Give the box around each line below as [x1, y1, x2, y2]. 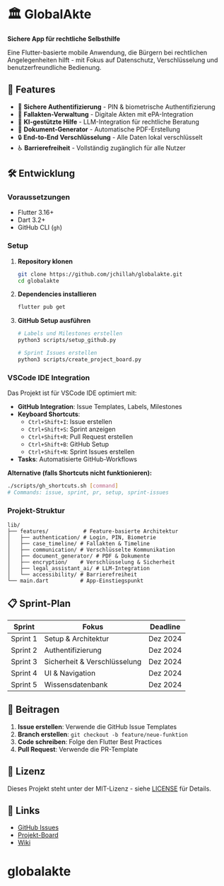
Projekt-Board [17, 831, 59, 839]
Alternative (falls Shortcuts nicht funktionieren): [7, 468, 152, 478]
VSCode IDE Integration [7, 372, 90, 382]
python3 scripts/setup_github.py [17, 337, 117, 344]
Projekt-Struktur [7, 505, 65, 515]
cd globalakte [17, 277, 59, 284]
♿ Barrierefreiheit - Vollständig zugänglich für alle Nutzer [17, 143, 186, 152]
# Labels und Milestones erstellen [17, 330, 123, 337]
